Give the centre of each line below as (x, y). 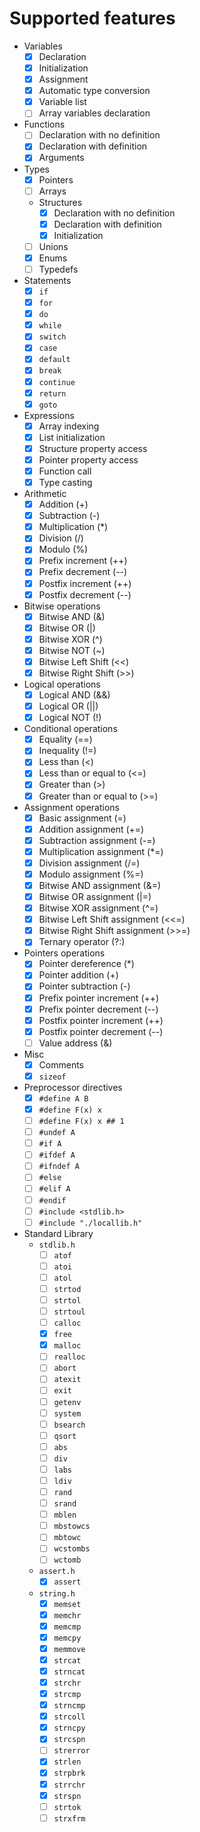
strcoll (69, 1717)
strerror (72, 1751)
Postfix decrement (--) (85, 594)
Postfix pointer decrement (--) (101, 1031)
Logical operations (62, 684)
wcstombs (72, 1549)
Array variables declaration (94, 113)
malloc (67, 1346)
